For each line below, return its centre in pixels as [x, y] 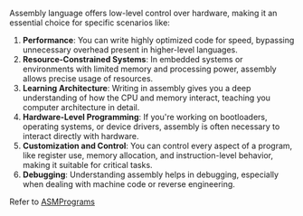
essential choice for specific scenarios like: [90, 23]
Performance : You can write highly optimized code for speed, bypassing [158, 40]
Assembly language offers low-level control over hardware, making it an [143, 13]
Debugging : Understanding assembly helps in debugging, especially [150, 174]
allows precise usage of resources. [88, 79]
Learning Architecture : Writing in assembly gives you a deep [137, 88]
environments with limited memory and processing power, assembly [150, 69]
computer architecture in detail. [81, 107]
